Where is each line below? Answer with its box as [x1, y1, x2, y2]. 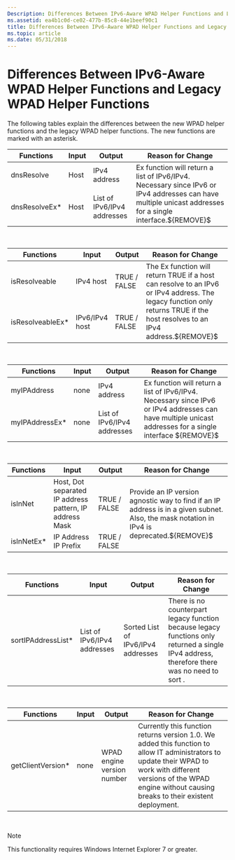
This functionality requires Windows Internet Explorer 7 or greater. [7, 845, 198, 854]
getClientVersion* [10, 761, 70, 770]
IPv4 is [129, 522, 152, 532]
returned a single [167, 640, 224, 650]
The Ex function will [145, 262, 211, 272]
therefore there [167, 658, 218, 667]
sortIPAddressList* [10, 635, 73, 645]
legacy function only [145, 297, 213, 307]
